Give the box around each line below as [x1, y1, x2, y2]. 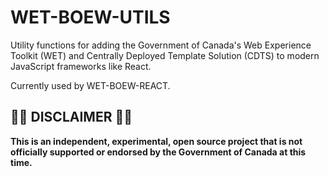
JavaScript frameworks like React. [10, 60, 152, 72]
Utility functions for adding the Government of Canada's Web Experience [10, 39, 312, 51]
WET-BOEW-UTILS [10, 6, 171, 29]
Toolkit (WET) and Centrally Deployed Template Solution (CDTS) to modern [10, 49, 320, 61]
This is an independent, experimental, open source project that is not [10, 135, 303, 147]
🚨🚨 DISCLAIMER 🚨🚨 [10, 109, 133, 126]
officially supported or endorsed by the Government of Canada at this [10, 146, 307, 158]
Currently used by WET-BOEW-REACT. [10, 79, 171, 91]
